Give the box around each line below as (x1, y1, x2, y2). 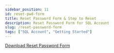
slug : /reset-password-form (5, 25, 62, 30)
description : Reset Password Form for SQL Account (5, 20, 110, 26)
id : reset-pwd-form (5, 12, 45, 16)
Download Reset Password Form (5, 43, 70, 48)
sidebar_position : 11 (5, 7, 49, 12)
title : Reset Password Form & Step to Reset (5, 16, 97, 21)
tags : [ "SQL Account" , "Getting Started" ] (5, 29, 92, 34)
